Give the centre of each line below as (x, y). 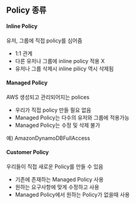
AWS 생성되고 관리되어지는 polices (48, 97)
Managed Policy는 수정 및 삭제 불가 (58, 125)
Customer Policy (28, 152)
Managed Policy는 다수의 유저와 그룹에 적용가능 (72, 117)
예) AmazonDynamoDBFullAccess (48, 138)
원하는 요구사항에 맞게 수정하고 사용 (57, 187)
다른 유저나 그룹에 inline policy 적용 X (60, 61)
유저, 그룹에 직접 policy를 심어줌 (44, 40)
